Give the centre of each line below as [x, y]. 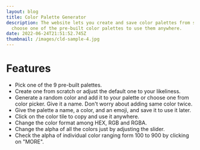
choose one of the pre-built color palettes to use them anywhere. [97, 28]
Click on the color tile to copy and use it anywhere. [77, 116]
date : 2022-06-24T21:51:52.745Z [46, 34]
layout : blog [22, 12]
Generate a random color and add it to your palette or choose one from [102, 97]
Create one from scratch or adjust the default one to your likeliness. [98, 91]
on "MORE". [29, 141]
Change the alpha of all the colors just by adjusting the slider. [90, 129]
